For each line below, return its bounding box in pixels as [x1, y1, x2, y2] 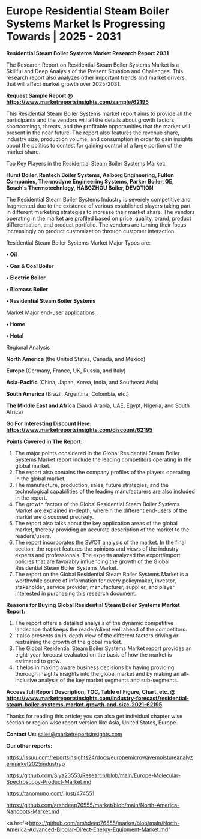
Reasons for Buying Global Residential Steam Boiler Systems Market [6, 601, 180, 608]
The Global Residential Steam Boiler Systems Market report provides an [14, 645, 192, 652]
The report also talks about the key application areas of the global [14, 519, 178, 527]
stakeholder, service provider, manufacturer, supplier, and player [14, 583, 175, 590]
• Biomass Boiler [6, 285, 48, 293]
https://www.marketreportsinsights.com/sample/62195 [6, 98, 149, 106]
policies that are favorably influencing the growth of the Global [14, 558, 170, 565]
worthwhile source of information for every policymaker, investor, [14, 577, 176, 584]
